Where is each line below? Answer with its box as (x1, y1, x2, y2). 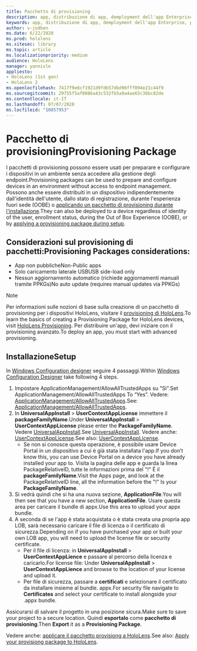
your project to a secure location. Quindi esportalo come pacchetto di (6, 614, 176, 621)
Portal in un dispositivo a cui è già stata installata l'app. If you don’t (23, 447, 184, 454)
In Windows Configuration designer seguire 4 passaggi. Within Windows (6, 367, 180, 374)
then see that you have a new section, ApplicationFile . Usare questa (14, 497, 181, 504)
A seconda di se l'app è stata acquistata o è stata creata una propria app (14, 515, 191, 522)
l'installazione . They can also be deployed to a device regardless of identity (6, 208, 186, 215)
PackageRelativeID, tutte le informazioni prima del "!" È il (23, 466, 160, 473)
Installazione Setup (6, 352, 76, 362)
